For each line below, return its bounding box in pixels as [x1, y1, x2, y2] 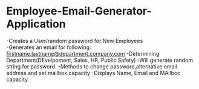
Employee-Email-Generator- [6, 4, 152, 18]
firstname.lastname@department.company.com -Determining [6, 50, 160, 57]
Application [6, 17, 66, 31]
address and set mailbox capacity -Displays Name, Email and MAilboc [6, 69, 181, 76]
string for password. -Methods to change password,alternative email [6, 62, 177, 70]
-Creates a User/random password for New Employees [6, 37, 143, 44]
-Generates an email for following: [6, 44, 91, 51]
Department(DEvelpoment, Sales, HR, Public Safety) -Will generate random [6, 56, 194, 64]
